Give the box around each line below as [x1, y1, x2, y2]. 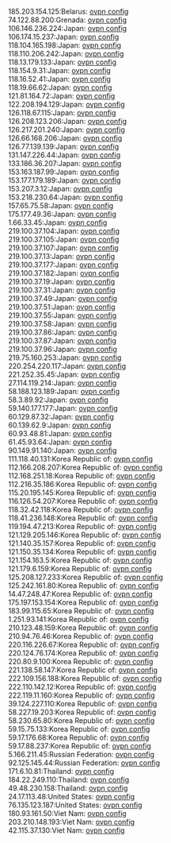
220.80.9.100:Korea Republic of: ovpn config [8, 657, 154, 666]
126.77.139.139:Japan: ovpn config [8, 142, 120, 151]
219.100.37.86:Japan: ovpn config [8, 327, 117, 337]
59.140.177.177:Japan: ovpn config [8, 404, 119, 412]
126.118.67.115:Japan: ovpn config [8, 108, 116, 118]
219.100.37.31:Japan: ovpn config [8, 285, 116, 295]
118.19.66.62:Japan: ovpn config [8, 83, 112, 92]
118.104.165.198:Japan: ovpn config [8, 41, 121, 50]
